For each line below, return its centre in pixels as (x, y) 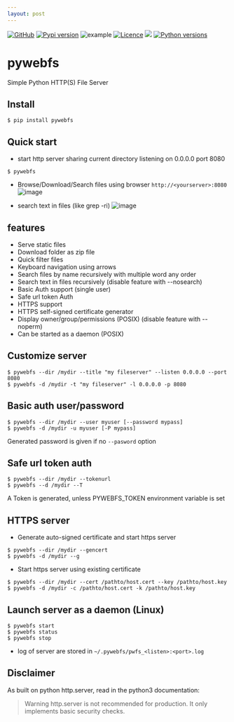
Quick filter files (40, 259)
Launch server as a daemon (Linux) (86, 609)
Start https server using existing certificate (79, 569)
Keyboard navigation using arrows (67, 267)
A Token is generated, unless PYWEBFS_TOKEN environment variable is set (116, 498)
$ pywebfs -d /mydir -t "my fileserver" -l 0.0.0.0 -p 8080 (97, 384)
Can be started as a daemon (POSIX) (70, 334)
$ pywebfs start (31, 626)
